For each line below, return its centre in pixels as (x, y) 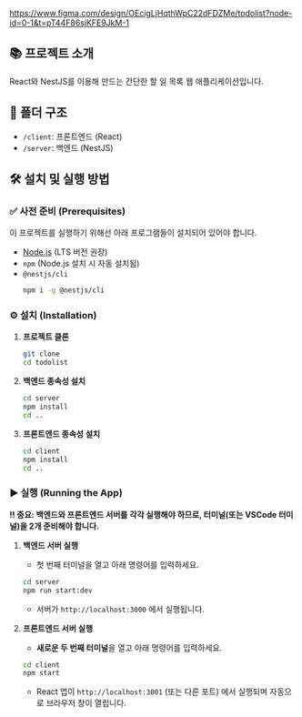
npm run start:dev (57, 591)
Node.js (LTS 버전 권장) (65, 252)
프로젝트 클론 (46, 337)
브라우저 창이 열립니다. (86, 703)
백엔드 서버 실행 (50, 545)
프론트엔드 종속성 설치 (61, 434)
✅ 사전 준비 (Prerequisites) (67, 211)
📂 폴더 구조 (39, 113)
